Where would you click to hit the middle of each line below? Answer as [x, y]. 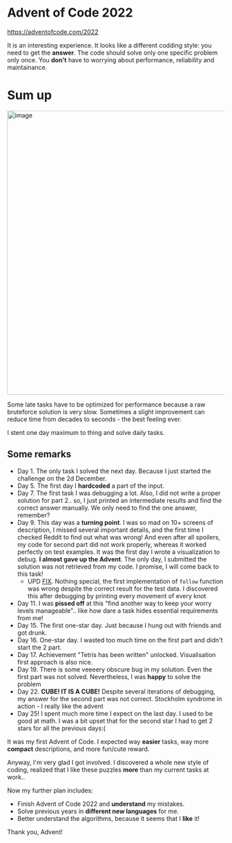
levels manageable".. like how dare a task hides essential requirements [118, 611]
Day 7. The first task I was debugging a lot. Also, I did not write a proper [119, 493]
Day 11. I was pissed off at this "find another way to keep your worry [114, 603]
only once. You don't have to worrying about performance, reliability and [111, 59]
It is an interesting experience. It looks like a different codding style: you [109, 45]
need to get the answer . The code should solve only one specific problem [113, 53]
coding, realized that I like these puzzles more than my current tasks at [108, 770]
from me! [30, 618]
